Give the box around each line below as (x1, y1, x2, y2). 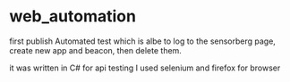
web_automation (9, 6, 137, 27)
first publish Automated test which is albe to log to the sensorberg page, (9, 36, 276, 46)
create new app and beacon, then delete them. (9, 45, 182, 55)
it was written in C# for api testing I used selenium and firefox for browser (9, 62, 281, 73)
